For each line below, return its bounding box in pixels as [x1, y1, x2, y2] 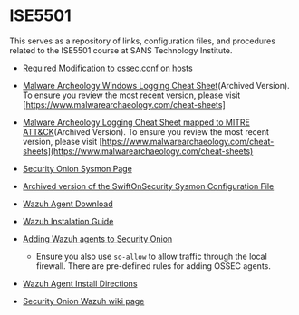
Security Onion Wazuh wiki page [22, 295, 145, 306]
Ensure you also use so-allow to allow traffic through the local [35, 251, 267, 262]
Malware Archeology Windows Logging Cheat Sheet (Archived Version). [22, 80, 290, 91]
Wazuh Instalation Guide [22, 215, 114, 226]
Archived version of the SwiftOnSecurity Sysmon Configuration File [22, 180, 275, 191]
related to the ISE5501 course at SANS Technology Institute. [9, 44, 233, 55]
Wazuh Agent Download [22, 198, 113, 209]
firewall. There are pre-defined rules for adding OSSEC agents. [35, 260, 272, 272]
